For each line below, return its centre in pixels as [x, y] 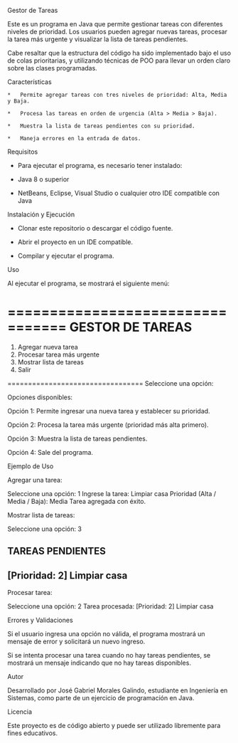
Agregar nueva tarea [48, 347]
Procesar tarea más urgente [58, 354]
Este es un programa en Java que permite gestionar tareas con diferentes [115, 24]
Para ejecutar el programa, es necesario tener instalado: [100, 165]
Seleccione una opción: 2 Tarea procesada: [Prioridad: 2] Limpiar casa [110, 606]
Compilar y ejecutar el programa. [66, 256]
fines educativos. [33, 733]
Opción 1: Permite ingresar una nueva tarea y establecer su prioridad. [109, 411]
